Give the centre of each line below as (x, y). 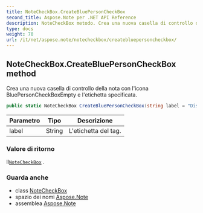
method (21, 74)
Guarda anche (27, 177)
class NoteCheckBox (41, 191)
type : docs (20, 29)
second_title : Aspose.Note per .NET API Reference (71, 17)
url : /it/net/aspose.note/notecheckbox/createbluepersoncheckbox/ (92, 40)
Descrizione (95, 120)
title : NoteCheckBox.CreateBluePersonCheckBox (66, 12)
